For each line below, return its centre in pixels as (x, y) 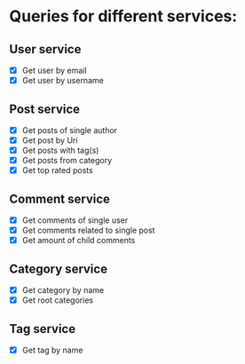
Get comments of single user (75, 220)
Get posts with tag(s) (60, 150)
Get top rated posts (57, 170)
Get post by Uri (50, 140)
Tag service (43, 329)
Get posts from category (67, 161)
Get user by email (54, 70)
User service (45, 49)
